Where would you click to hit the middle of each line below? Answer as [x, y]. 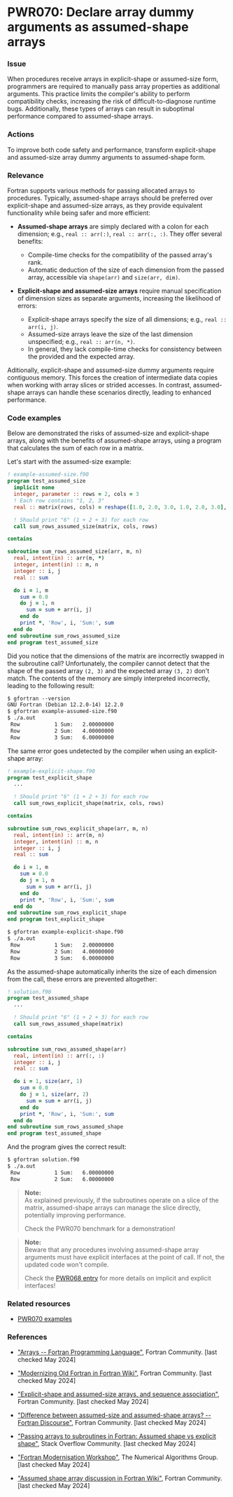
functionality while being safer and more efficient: [79, 213]
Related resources [39, 1304]
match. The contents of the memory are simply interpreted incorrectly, [108, 678]
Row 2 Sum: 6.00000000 [62, 1179]
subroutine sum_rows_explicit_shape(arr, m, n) [78, 828]
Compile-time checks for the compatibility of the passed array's [120, 255]
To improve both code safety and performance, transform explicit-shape [112, 150]
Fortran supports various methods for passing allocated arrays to [101, 191]
